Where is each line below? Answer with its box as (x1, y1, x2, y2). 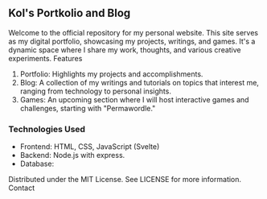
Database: (19, 159, 55, 168)
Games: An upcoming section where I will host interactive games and (19, 94, 249, 104)
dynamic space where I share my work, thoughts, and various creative (8, 44, 241, 55)
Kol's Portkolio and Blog (8, 6, 131, 20)
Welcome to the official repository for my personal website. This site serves (8, 27, 259, 37)
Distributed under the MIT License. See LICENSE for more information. (8, 175, 242, 184)
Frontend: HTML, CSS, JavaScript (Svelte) (19, 142, 160, 151)
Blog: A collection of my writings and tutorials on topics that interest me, (19, 77, 260, 87)
